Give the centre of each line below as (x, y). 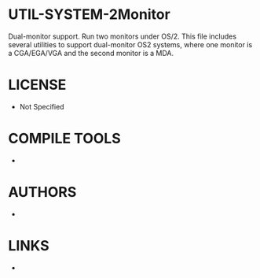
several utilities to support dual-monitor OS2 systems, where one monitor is (130, 44)
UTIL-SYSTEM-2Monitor (89, 15)
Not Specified (42, 106)
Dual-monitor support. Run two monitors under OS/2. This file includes (123, 36)
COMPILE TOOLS (64, 139)
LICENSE (37, 85)
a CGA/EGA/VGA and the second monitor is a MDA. (91, 53)
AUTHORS (42, 192)
